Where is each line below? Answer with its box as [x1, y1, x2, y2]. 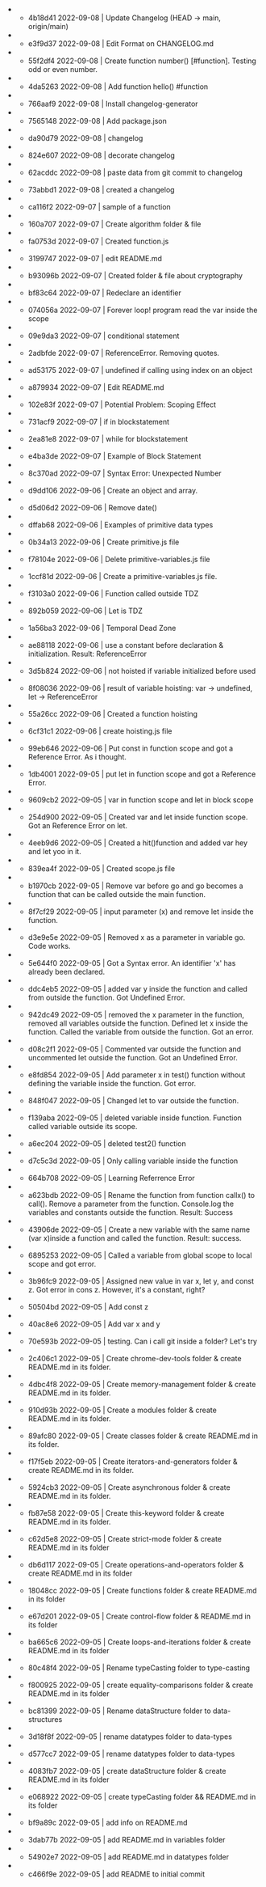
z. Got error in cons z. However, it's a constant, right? [27, 1285, 206, 1294]
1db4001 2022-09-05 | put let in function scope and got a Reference [27, 769, 256, 779]
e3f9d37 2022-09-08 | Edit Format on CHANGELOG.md [27, 39, 214, 49]
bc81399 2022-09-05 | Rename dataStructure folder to [27, 1706, 211, 1716]
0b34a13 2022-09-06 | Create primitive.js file [27, 537, 180, 547]
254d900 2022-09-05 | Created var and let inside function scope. [27, 812, 248, 822]
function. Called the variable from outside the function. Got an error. [27, 1027, 254, 1036]
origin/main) [27, 22, 69, 31]
